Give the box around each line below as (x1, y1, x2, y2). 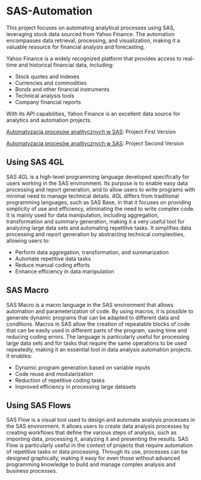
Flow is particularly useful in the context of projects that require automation (6, 442, 193, 449)
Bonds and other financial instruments (14, 85, 110, 93)
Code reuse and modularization (14, 370, 93, 377)
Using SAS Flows (6, 400, 71, 410)
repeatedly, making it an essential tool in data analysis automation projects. (6, 345, 193, 353)
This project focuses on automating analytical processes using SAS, (6, 24, 175, 31)
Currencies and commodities (14, 79, 87, 87)
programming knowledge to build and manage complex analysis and (6, 461, 176, 468)
